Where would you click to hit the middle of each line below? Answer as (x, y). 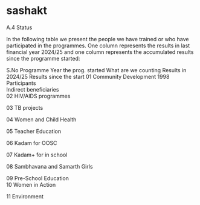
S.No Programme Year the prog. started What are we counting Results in (96, 70)
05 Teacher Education (34, 131)
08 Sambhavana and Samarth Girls (50, 166)
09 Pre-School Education (38, 178)
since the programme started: (43, 58)
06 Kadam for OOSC (32, 143)
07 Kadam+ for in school (37, 155)
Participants (21, 83)
